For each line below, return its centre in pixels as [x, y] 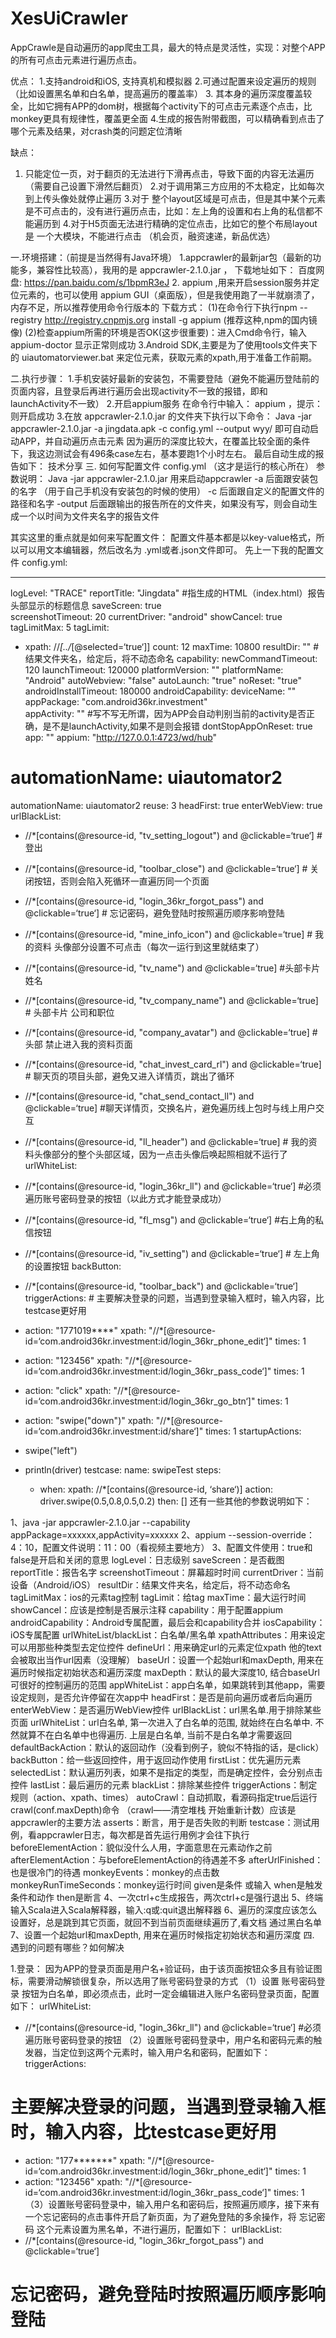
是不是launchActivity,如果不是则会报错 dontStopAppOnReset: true [177, 726]
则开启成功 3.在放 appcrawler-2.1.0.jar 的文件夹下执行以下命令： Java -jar [161, 416]
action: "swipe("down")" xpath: [89, 1420]
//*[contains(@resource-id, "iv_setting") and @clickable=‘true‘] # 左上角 [172, 1253]
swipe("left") [51, 1450]
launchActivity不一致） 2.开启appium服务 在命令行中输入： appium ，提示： [166, 403]
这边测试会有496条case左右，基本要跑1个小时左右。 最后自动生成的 [176, 453]
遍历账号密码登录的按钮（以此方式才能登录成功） [125, 1198]
